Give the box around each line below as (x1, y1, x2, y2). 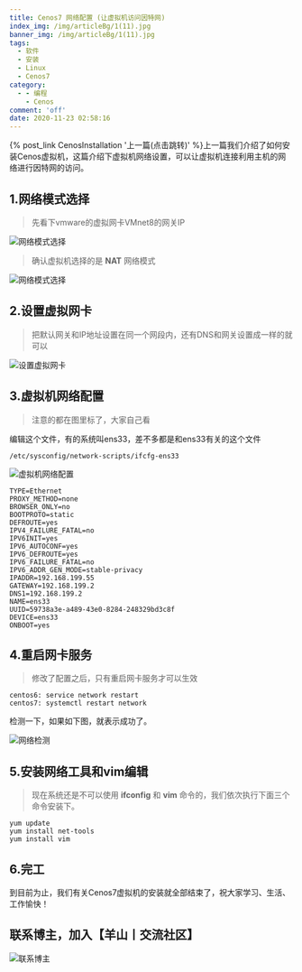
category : (9, 80, 47, 89)
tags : (9, 38, 30, 48)
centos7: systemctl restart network (9, 699, 147, 708)
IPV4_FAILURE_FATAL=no (9, 525, 95, 535)
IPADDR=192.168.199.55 (9, 573, 95, 582)
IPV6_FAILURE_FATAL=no (9, 557, 95, 567)
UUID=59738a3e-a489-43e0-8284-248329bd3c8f (9, 605, 176, 614)
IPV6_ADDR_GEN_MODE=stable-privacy (9, 565, 143, 574)
